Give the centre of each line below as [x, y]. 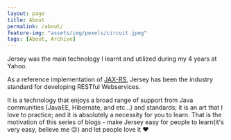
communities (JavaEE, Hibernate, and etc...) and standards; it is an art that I [115, 108]
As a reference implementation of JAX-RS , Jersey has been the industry [110, 79]
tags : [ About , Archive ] [42, 39]
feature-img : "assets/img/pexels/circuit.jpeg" [77, 33]
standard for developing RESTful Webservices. [74, 87]
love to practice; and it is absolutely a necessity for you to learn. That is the [114, 115]
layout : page [26, 13]
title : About [26, 20]
